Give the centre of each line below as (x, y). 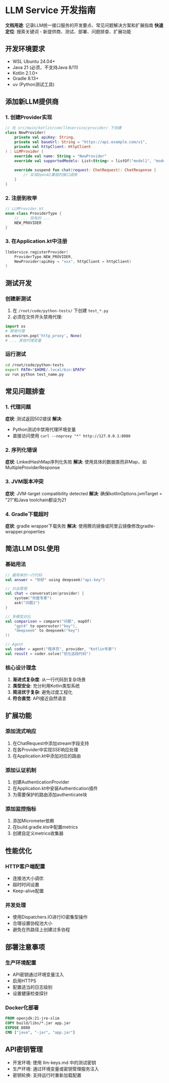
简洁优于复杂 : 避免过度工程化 (43, 692)
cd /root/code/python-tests (35, 365)
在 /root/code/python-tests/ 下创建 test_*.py (60, 311)
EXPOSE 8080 (18, 1028)
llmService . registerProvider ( (37, 252)
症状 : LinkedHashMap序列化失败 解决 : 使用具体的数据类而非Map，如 (76, 462)
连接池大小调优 (28, 878)
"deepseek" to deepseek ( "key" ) (47, 631)
